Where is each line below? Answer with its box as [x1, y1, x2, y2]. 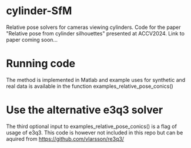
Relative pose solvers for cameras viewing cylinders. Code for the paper [6, 24, 181, 31]
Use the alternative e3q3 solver [6, 103, 163, 117]
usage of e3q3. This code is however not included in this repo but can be [6, 129, 183, 136]
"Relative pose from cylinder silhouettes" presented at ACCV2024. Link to [6, 29, 185, 37]
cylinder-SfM [6, 4, 72, 18]
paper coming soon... [6, 36, 58, 43]
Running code [6, 57, 76, 70]
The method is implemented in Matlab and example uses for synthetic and [6, 76, 186, 83]
